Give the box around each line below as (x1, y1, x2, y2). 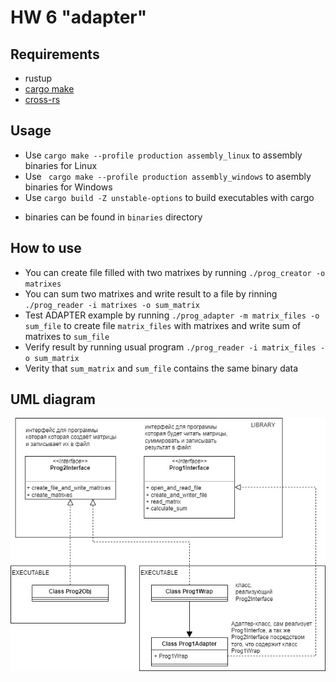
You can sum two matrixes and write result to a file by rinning (24, 287, 278, 300)
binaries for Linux (24, 159, 98, 171)
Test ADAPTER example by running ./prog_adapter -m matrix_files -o (24, 309, 320, 321)
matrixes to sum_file (24, 330, 110, 342)
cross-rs (24, 94, 61, 105)
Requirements (10, 46, 100, 63)
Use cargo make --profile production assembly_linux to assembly (24, 149, 303, 161)
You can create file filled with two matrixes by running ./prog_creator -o (24, 266, 326, 278)
